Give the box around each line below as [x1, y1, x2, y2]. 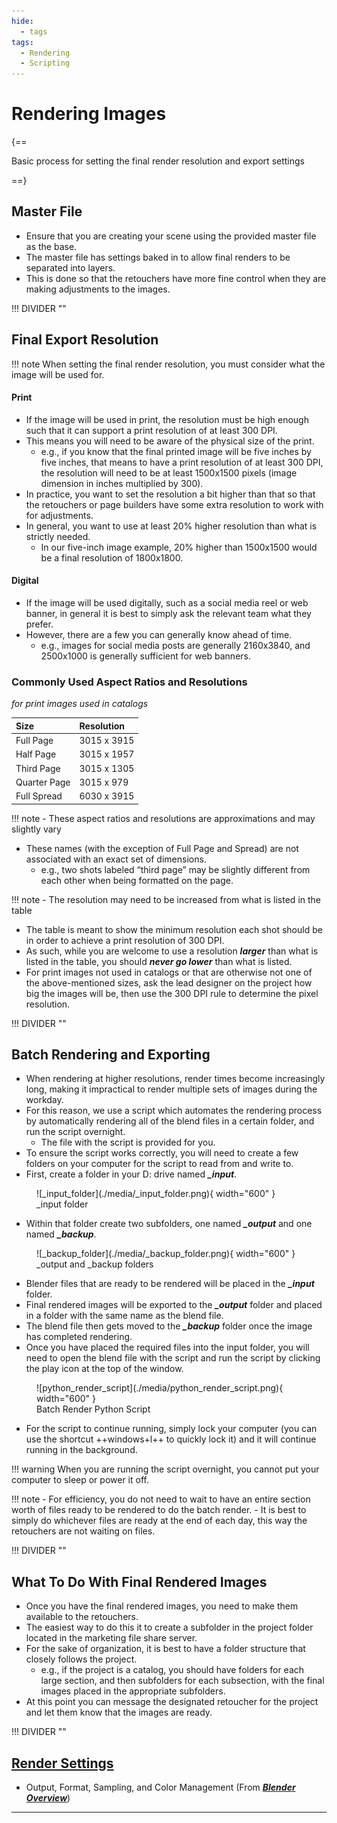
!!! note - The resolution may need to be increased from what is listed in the [11, 893, 321, 905]
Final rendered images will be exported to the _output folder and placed [25, 1299, 323, 1311]
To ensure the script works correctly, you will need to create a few [25, 1147, 299, 1159]
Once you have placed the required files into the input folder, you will [25, 1341, 310, 1354]
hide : [11, 16, 34, 26]
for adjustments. [25, 509, 94, 521]
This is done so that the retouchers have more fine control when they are [25, 272, 327, 284]
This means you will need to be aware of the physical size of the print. [25, 435, 315, 447]
